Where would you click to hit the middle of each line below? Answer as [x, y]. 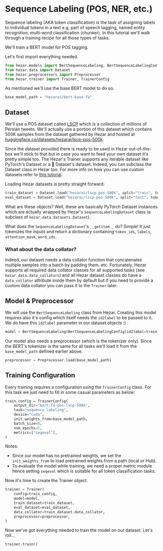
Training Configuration [40, 375]
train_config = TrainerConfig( [37, 401]
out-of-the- [140, 149]
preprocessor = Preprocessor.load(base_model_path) [58, 360]
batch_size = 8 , [28, 423]
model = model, [27, 499]
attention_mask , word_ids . [31, 237]
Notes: [12, 446]
